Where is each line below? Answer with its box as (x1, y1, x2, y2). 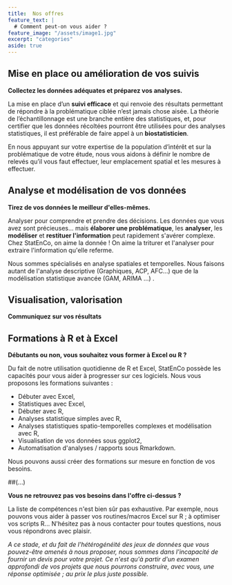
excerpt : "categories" (8, 36, 73, 43)
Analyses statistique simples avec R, (17, 415, 122, 423)
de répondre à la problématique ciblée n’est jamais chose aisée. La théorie (8, 107, 220, 115)
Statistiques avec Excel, (17, 399, 86, 408)
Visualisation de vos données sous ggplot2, (17, 437, 142, 445)
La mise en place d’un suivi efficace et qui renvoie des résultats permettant (8, 100, 224, 108)
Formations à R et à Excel (8, 332, 118, 344)
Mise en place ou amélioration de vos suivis (8, 68, 200, 80)
